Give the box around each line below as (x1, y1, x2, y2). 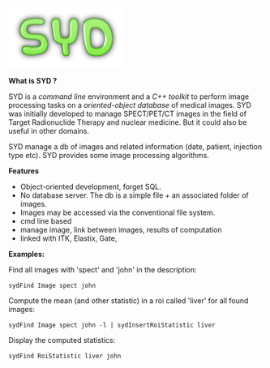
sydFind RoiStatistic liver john (8, 352, 122, 360)
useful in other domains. (8, 126, 90, 135)
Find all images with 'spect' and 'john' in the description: (8, 265, 197, 274)
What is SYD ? (8, 76, 58, 85)
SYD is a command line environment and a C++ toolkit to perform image (8, 92, 250, 101)
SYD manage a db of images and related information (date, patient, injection (8, 142, 263, 152)
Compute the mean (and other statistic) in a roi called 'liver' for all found (8, 296, 249, 306)
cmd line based (19, 216, 72, 225)
